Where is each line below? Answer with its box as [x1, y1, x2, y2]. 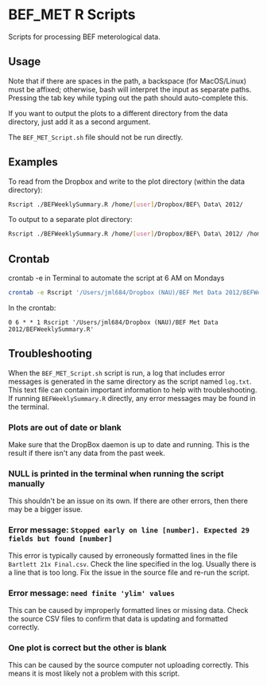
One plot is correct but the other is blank [8, 642, 167, 653]
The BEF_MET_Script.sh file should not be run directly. [8, 132, 184, 142]
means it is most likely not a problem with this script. [8, 668, 180, 678]
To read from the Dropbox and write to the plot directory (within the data [8, 177, 245, 186]
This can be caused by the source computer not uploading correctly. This [8, 661, 249, 670]
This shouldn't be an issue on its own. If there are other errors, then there [8, 496, 249, 506]
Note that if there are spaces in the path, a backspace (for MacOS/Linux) [8, 76, 247, 85]
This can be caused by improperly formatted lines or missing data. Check [8, 606, 249, 614]
